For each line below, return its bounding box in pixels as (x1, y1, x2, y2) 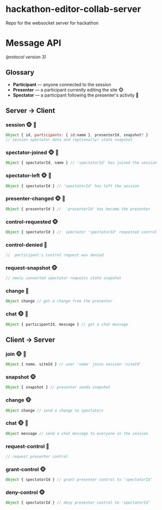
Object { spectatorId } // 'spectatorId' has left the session (5, 183, 140, 189)
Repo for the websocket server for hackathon (5, 20, 99, 26)
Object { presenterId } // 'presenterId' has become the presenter (5, 206, 151, 211)
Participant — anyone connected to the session (12, 81, 111, 88)
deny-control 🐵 (5, 489, 45, 496)
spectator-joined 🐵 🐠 (5, 149, 59, 156)
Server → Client (5, 106, 55, 115)
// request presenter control (5, 454, 69, 459)
